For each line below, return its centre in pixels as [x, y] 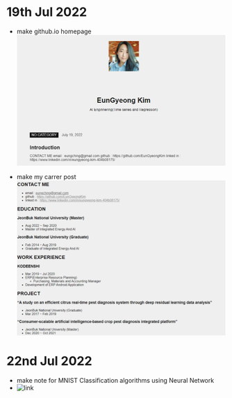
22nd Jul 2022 [49, 361]
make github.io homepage [54, 31]
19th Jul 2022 [47, 12]
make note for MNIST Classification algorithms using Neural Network [115, 380]
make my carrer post [47, 176]
